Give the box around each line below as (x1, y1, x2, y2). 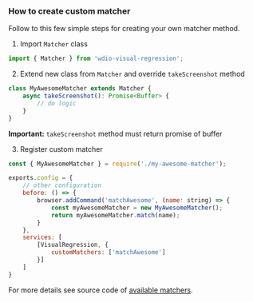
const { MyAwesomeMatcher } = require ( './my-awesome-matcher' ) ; (8, 160, 227, 168)
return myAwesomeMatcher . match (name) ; (50, 211, 180, 219)
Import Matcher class (19, 39, 88, 49)
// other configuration (22, 181, 102, 189)
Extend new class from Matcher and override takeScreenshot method (19, 70, 245, 79)
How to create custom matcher (8, 6, 131, 17)
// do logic (37, 99, 77, 107)
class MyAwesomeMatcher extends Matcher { (8, 85, 152, 93)
